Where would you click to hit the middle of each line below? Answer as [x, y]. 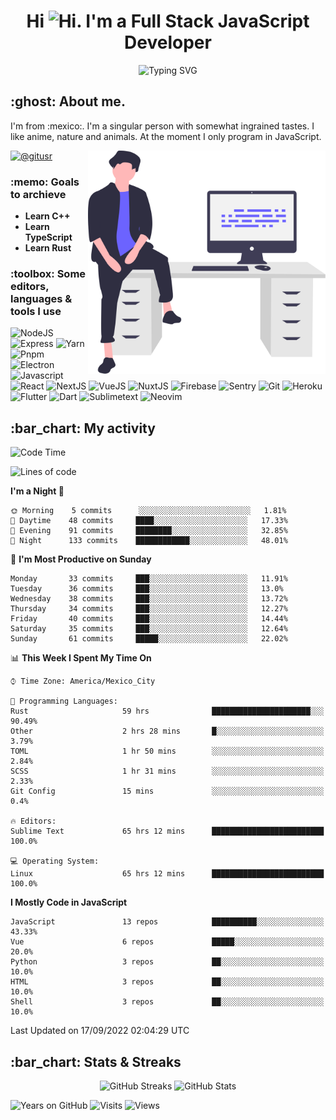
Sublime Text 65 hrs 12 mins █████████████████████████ [167, 831]
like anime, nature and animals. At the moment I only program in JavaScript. [166, 136]
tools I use [36, 311]
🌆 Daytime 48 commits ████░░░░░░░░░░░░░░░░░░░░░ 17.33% [149, 521]
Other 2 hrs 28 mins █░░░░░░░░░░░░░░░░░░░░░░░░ [167, 731]
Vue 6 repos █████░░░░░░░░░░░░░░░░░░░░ [167, 942]
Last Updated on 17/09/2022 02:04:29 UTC [100, 1031]
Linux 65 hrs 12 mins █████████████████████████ [167, 874]
